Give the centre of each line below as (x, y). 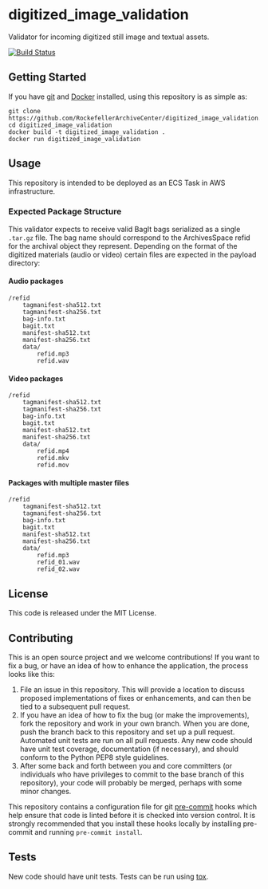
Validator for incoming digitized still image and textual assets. (109, 37)
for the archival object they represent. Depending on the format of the (123, 246)
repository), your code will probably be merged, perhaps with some (131, 783)
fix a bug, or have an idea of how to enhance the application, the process (128, 666)
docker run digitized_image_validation (75, 139)
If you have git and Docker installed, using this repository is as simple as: (128, 96)
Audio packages (36, 281)
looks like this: (32, 675)
